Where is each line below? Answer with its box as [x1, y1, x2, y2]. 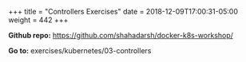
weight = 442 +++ [8, 15, 69, 25]
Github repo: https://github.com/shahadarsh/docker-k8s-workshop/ [8, 31, 234, 40]
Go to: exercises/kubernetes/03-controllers [8, 46, 152, 55]
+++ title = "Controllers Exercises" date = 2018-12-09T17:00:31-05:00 [8, 7, 238, 16]
